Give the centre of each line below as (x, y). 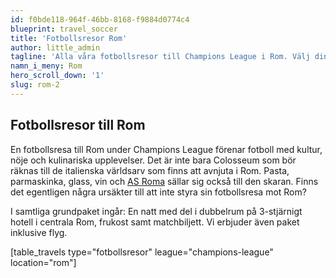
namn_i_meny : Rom (46, 66)
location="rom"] (43, 262)
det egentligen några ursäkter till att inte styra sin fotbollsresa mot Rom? (158, 192)
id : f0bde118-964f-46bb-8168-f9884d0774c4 (100, 19)
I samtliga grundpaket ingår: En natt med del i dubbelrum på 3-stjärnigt (156, 211)
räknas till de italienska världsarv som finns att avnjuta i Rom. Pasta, (150, 170)
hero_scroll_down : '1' (57, 76)
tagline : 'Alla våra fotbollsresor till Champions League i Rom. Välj (160, 57)
